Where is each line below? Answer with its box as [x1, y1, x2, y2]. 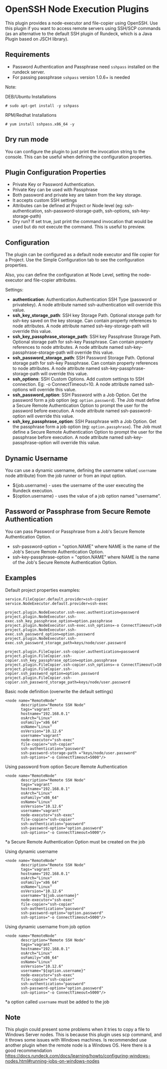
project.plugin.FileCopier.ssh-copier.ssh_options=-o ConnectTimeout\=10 [5, 662, 162, 667]
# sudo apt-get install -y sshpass [5, 103, 79, 108]
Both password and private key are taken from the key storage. [12, 192, 142, 198]
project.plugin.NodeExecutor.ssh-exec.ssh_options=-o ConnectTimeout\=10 [5, 623, 162, 628]
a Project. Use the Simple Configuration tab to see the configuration [5, 257, 145, 263]
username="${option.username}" [20, 968, 86, 973]
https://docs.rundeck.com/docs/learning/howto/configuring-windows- [5, 1053, 151, 1059]
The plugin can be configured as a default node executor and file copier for [5, 252, 160, 258]
